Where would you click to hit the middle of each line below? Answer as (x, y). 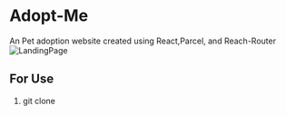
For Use (32, 79)
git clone (39, 101)
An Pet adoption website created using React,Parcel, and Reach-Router (143, 41)
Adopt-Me (49, 16)
